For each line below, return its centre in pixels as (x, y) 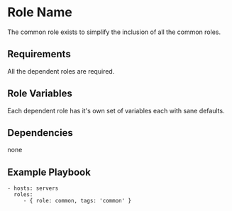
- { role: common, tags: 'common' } (77, 201)
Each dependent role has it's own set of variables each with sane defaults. (116, 110)
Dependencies (40, 133)
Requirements (39, 54)
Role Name (40, 12)
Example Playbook (49, 172)
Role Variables (40, 94)
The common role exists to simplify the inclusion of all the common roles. (114, 32)
